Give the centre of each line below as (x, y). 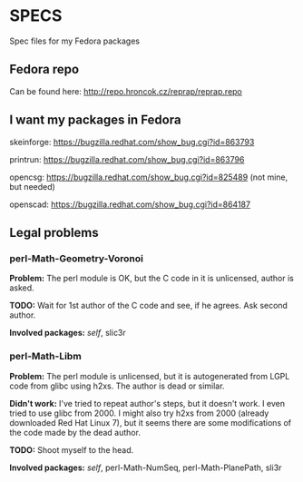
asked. (22, 288)
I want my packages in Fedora (95, 120)
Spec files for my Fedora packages (75, 41)
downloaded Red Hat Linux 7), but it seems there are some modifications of (151, 422)
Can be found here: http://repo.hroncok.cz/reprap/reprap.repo (126, 91)
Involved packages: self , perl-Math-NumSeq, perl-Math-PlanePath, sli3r (146, 467)
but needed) (33, 186)
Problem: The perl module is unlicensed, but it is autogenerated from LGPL (150, 376)
